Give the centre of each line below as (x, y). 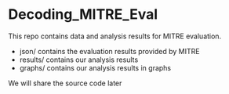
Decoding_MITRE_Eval (83, 14)
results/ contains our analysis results (79, 60)
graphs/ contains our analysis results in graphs (95, 67)
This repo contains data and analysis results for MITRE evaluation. (115, 36)
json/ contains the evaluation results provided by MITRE (109, 51)
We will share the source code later (65, 83)
